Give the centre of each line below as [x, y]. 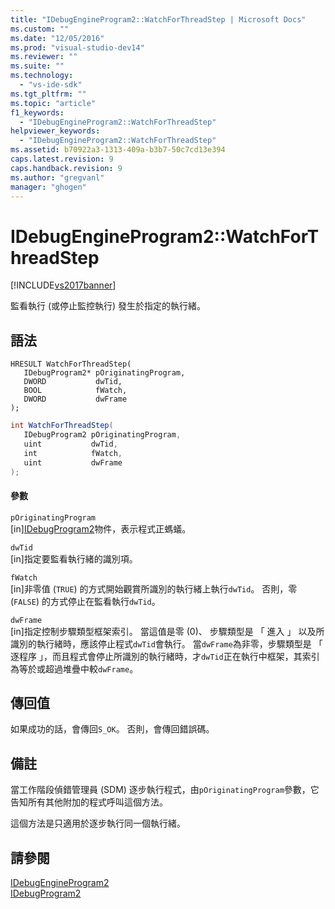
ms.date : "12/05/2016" [57, 38]
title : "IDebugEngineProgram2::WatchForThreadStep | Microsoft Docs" [158, 19]
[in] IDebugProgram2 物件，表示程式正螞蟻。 [101, 528]
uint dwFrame [73, 462]
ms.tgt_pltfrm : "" [48, 94]
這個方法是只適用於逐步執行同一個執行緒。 [98, 823]
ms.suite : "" [37, 66]
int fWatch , [73, 453]
